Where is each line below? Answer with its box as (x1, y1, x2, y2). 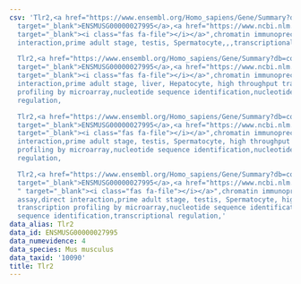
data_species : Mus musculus (9, 245, 115, 254)
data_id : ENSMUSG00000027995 (9, 228, 118, 237)
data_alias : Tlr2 (9, 220, 74, 229)
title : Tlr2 (9, 262, 54, 271)
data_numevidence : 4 (9, 237, 87, 245)
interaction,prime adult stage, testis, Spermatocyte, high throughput (17, 137, 291, 146)
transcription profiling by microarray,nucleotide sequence (17, 203, 246, 212)
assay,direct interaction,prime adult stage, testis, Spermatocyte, (17, 194, 279, 204)
